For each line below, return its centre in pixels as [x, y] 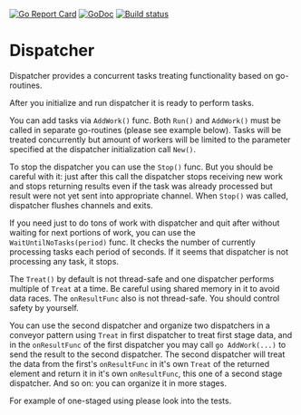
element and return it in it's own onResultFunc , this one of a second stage [146, 373]
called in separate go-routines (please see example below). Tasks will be [146, 130]
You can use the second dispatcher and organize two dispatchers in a [140, 325]
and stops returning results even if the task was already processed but [141, 186]
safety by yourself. [44, 307]
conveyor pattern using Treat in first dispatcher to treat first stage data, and [151, 334]
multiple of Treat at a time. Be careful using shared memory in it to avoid [145, 288]
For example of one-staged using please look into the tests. [121, 401]
